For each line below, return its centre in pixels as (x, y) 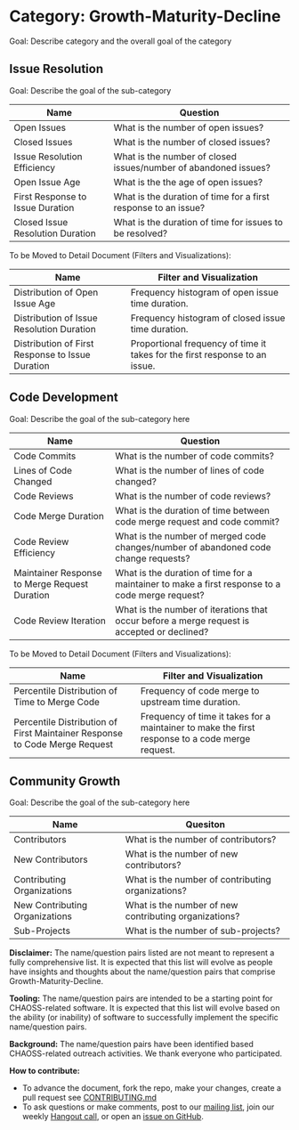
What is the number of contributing (198, 880)
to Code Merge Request (64, 744)
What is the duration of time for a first (191, 196)
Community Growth (65, 781)
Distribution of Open (56, 292)
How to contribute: (44, 1071)
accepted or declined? (162, 631)
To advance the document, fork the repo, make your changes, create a (152, 1088)
